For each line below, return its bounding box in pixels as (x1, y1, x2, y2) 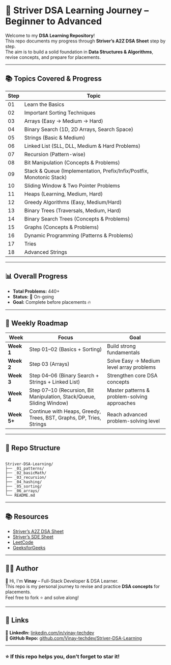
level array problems (106, 364, 156, 371)
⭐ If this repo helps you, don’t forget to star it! (5, 653, 120, 660)
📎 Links (5, 616, 29, 625)
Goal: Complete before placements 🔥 (12, 299, 91, 305)
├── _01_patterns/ (5, 466, 44, 471)
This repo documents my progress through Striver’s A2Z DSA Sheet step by (5, 38, 166, 44)
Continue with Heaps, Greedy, (29, 408, 101, 415)
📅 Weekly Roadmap (5, 319, 68, 327)
